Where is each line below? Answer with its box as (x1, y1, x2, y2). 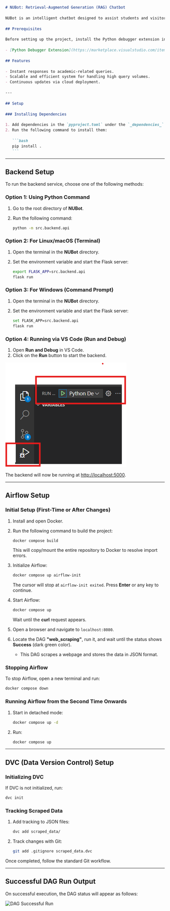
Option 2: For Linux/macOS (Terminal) (5, 237, 101, 244)
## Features (5, 58, 30, 63)
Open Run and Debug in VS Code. (12, 346, 84, 353)
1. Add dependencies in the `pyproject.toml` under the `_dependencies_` (5, 122, 164, 127)
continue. (12, 587, 33, 593)
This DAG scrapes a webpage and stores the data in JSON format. (20, 652, 158, 658)
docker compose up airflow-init (12, 573, 81, 578)
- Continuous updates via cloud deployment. (5, 79, 101, 85)
